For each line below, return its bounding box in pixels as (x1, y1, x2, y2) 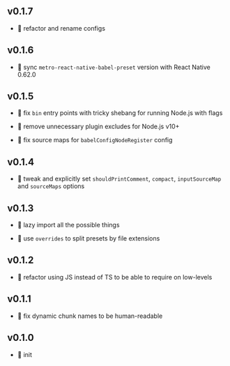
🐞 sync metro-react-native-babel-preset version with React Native (17, 63, 210, 71)
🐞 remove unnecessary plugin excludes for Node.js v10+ (17, 122, 180, 131)
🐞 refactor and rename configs (17, 24, 106, 32)
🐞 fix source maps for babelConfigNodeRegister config (17, 136, 173, 144)
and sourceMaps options (17, 182, 85, 190)
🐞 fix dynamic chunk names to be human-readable (17, 312, 163, 320)
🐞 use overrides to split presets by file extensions (17, 234, 160, 243)
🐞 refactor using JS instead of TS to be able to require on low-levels (17, 273, 213, 281)
